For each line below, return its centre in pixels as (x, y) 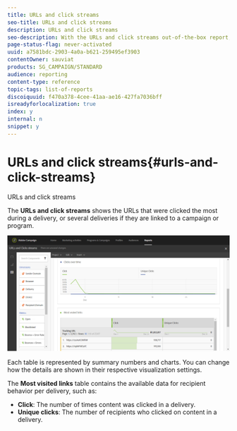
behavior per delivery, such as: (52, 391)
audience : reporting (38, 74)
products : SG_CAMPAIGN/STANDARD (55, 67)
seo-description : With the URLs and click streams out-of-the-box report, (120, 37)
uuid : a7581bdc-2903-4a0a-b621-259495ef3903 (74, 52)
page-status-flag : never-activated (60, 45)
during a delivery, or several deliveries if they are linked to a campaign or (113, 218)
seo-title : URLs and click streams (60, 22)
